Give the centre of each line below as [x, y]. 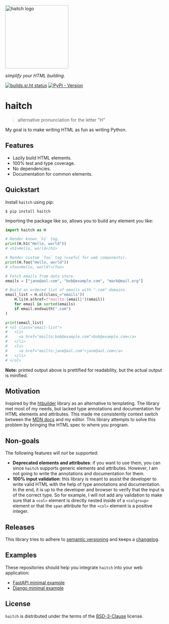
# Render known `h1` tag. [32, 239]
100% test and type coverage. [44, 163]
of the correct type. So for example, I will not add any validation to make [87, 495]
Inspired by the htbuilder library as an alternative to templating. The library [82, 403]
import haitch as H [26, 230]
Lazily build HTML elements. [42, 158]
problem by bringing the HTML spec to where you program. [67, 425]
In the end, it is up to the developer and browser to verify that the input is [88, 490]
